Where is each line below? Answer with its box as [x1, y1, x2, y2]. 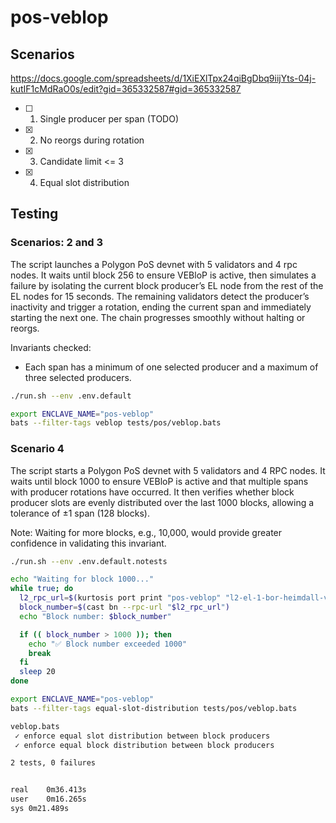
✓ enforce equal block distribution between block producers [14, 740, 275, 750]
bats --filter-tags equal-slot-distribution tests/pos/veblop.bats [10, 703, 298, 713]
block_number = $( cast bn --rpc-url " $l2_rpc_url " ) [19, 602, 230, 613]
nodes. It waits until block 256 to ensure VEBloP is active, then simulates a [10, 269, 317, 281]
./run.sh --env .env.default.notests [10, 556, 168, 566]
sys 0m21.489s [10, 804, 70, 814]
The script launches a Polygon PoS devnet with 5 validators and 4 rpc [10, 258, 298, 270]
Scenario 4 [10, 442, 65, 456]
